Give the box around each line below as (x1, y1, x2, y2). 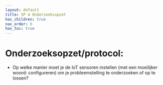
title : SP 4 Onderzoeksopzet (5, 12, 66, 17)
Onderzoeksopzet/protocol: (5, 48, 124, 59)
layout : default (5, 7, 39, 13)
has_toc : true (5, 26, 35, 31)
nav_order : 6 (5, 21, 33, 27)
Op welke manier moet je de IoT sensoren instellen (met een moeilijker (12, 64, 158, 70)
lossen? (12, 75, 29, 81)
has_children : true (5, 17, 46, 22)
